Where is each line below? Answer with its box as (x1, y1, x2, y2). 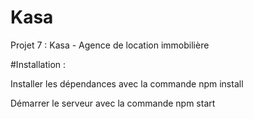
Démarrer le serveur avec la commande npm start (10, 97, 216, 109)
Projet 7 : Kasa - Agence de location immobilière (10, 39, 210, 51)
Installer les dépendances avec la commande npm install (10, 77, 244, 90)
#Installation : (10, 58, 67, 70)
